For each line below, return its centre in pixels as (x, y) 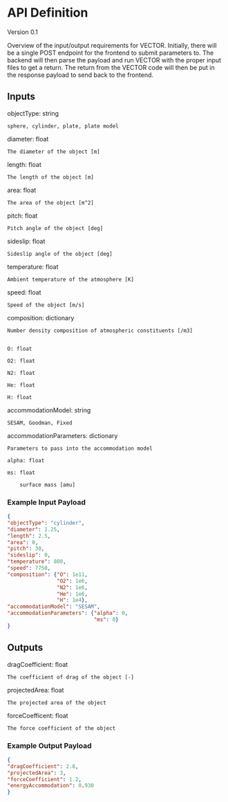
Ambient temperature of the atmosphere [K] (71, 279)
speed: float (24, 292)
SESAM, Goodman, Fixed (40, 423)
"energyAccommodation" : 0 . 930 (51, 786)
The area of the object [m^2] (51, 202)
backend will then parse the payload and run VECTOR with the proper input (114, 60)
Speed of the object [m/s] (46, 305)
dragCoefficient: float (38, 664)
